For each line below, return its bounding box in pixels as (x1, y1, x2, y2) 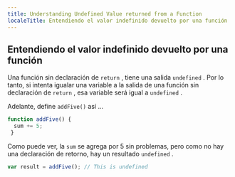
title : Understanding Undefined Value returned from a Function (7, 10, 202, 18)
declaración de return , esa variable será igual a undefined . (7, 88, 183, 97)
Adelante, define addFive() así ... (7, 102, 104, 111)
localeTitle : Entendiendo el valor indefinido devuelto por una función (7, 17, 228, 24)
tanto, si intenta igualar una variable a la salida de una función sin (7, 81, 199, 90)
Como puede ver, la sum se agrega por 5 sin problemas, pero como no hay (7, 141, 224, 150)
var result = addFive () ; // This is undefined (7, 163, 148, 171)
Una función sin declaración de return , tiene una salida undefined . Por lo (7, 73, 224, 82)
